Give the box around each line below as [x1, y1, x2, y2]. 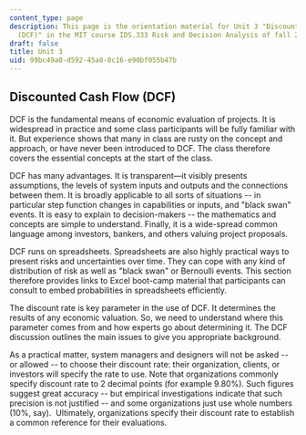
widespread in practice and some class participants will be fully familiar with [9, 123, 296, 134]
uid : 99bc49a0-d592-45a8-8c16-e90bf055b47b [9, 56, 178, 65]
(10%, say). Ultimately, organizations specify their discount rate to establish [9, 407, 295, 418]
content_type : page [9, 13, 84, 23]
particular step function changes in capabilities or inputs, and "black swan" [9, 199, 291, 210]
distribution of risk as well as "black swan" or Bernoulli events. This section [9, 265, 291, 276]
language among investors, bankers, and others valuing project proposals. [9, 228, 289, 239]
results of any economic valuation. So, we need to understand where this [9, 312, 284, 323]
